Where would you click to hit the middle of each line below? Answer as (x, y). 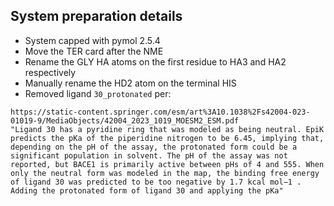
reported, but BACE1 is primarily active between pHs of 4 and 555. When (167, 164)
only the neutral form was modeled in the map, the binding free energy (165, 173)
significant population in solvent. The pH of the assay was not (149, 155)
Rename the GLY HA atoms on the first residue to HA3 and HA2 (155, 61)
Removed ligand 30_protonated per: (98, 93)
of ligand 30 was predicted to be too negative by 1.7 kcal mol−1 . (156, 182)
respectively (50, 72)
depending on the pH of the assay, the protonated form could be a (154, 147)
